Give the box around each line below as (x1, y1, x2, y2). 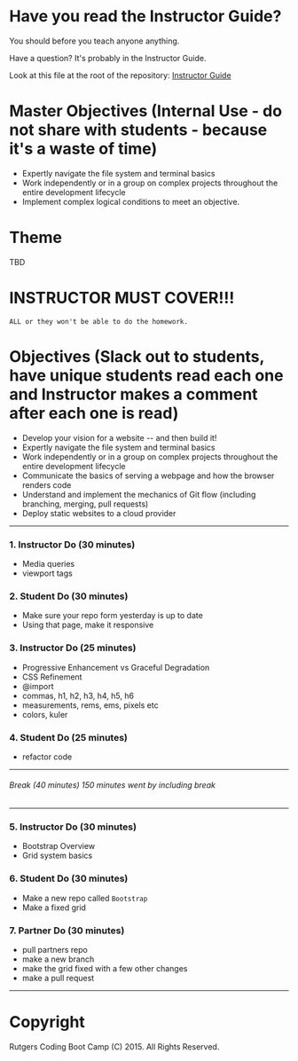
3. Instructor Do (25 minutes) (9, 641, 137, 654)
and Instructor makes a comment (9, 384, 259, 405)
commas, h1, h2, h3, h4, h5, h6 (21, 690, 135, 701)
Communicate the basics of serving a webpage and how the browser (21, 470, 275, 481)
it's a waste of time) (9, 139, 158, 159)
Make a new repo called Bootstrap (21, 892, 148, 903)
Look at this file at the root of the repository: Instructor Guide (9, 69, 232, 81)
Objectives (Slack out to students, (9, 346, 264, 366)
